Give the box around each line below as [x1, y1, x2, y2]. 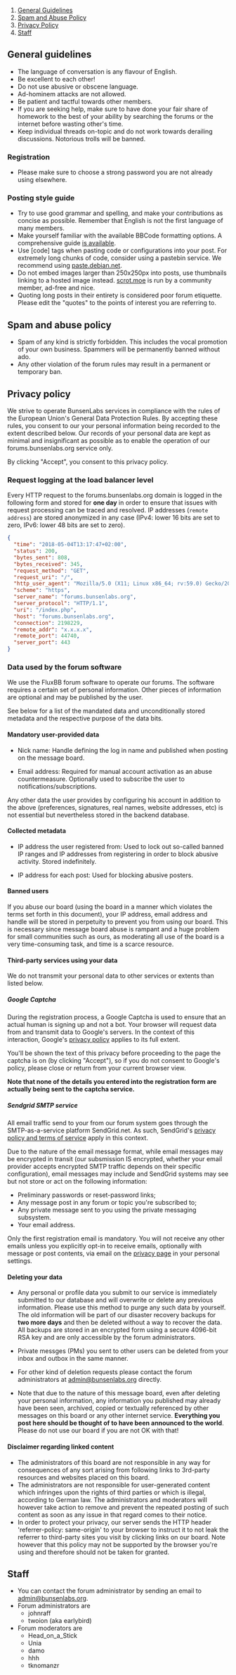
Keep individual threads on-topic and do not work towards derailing [17, 127, 213, 136]
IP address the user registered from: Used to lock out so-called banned [17, 842, 224, 851]
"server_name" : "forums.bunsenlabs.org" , [13, 593, 137, 600]
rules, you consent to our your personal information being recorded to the [7, 422, 221, 430]
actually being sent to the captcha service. [7, 1085, 135, 1094]
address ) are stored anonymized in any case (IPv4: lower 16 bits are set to [7, 513, 220, 522]
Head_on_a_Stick [27, 1631, 78, 1640]
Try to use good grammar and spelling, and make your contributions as [17, 209, 223, 217]
